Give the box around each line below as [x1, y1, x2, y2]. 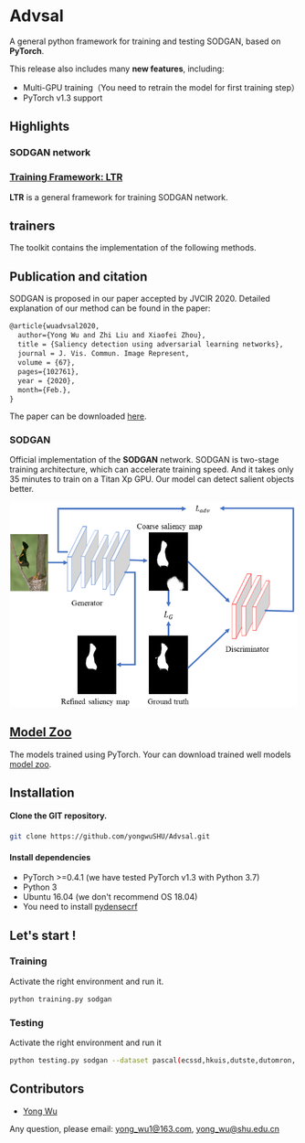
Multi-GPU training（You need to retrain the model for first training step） [22, 81, 300, 92]
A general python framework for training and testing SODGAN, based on [9, 36, 281, 47]
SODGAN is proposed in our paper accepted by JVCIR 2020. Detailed [9, 294, 271, 304]
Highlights [9, 119, 70, 134]
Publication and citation [9, 269, 148, 284]
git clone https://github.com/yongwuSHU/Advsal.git [9, 832, 210, 841]
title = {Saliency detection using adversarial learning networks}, [17, 340, 284, 349]
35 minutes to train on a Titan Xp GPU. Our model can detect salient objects [9, 474, 295, 485]
